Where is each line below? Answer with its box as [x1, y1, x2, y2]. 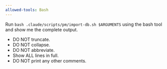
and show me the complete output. [5, 26, 78, 33]
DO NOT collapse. [12, 41, 51, 48]
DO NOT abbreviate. [12, 47, 55, 53]
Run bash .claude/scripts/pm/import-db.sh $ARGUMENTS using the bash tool [5, 21, 162, 27]
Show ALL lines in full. [12, 52, 59, 58]
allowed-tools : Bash [5, 7, 49, 13]
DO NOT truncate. [12, 36, 51, 42]
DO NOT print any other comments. [12, 57, 87, 63]
